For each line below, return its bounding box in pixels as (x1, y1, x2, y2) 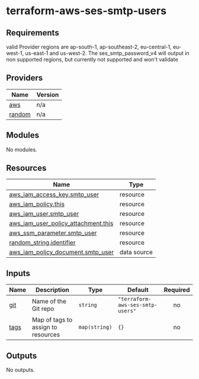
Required (163, 286, 190, 294)
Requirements (6, 28, 59, 38)
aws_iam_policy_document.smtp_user (9, 248, 114, 257)
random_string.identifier (9, 238, 76, 247)
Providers (6, 73, 43, 83)
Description (35, 286, 69, 294)
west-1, (6, 50, 24, 57)
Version (36, 90, 59, 99)
